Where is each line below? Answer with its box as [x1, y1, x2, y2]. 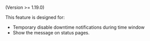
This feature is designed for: [5, 14, 65, 20]
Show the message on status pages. [12, 30, 90, 35]
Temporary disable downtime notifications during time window [12, 24, 145, 30]
